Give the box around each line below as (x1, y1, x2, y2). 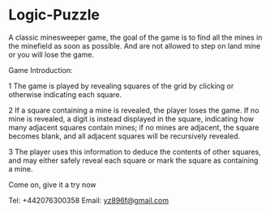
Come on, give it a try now (8, 180, 96, 190)
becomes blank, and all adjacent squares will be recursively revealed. (8, 131, 241, 141)
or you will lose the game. (8, 49, 95, 59)
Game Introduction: (8, 65, 73, 75)
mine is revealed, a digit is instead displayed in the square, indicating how (8, 113, 254, 123)
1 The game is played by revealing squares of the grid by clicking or (8, 81, 234, 91)
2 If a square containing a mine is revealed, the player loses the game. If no (8, 105, 259, 115)
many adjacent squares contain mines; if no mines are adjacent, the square (8, 122, 259, 132)
